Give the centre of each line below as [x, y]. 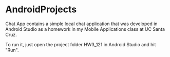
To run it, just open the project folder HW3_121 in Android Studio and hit [81, 44]
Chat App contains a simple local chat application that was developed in [81, 24]
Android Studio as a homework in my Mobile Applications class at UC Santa [85, 29]
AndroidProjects [41, 9]
